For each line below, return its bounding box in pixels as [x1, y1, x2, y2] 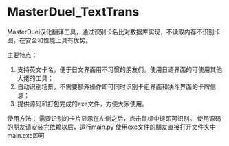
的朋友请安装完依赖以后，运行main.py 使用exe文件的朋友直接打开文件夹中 [7, 123, 217, 131]
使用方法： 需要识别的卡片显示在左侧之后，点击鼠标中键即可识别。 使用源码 [7, 114, 221, 122]
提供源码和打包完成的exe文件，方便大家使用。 [17, 99, 149, 108]
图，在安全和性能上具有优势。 [7, 36, 91, 45]
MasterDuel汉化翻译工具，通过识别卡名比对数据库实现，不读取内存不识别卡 [7, 27, 221, 36]
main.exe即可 [7, 131, 45, 139]
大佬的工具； [17, 73, 54, 82]
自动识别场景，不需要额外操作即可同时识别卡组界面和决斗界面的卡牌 [17, 82, 210, 90]
